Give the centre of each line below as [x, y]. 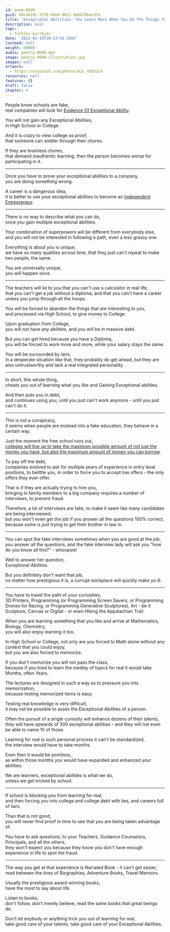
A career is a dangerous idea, [36, 191]
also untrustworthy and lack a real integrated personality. [65, 365]
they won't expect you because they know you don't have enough [74, 847]
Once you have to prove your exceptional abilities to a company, [72, 176]
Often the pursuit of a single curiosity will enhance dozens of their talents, [82, 719]
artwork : [14, 67]
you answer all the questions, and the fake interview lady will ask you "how [83, 544]
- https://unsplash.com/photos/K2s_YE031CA [56, 72]
